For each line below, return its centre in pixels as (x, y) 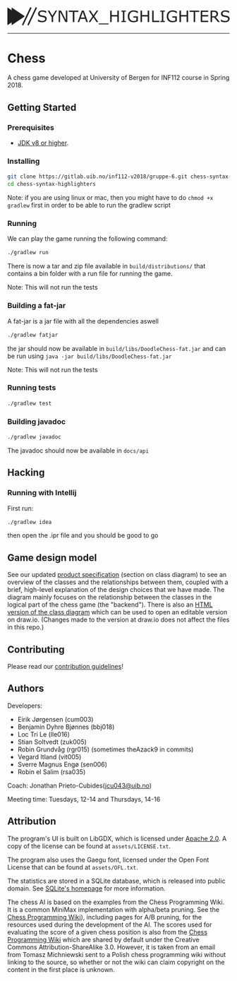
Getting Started (42, 107)
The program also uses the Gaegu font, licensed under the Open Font (108, 860)
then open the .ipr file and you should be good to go (83, 535)
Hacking (26, 473)
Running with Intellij (42, 493)
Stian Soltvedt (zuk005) (52, 742)
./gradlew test (30, 403)
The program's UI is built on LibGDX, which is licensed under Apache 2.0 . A (117, 838)
